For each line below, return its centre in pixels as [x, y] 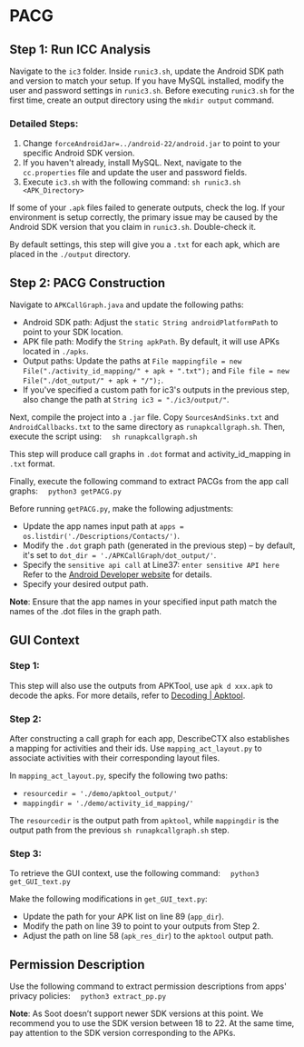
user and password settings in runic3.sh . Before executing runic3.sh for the [152, 90]
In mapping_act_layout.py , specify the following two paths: [119, 776]
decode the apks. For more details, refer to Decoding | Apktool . [127, 695]
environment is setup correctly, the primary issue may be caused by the [144, 217]
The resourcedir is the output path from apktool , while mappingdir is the [144, 821]
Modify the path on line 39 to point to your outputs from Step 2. [141, 926]
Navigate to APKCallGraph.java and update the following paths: [127, 304]
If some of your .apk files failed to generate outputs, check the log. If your [147, 208]
